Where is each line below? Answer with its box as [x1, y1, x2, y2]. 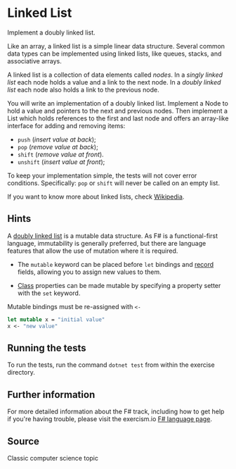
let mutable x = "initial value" [7, 315, 105, 323]
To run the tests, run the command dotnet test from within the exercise [7, 361, 216, 369]
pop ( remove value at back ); [17, 142, 98, 151]
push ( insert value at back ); [17, 135, 96, 144]
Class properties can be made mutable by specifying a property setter [17, 281, 221, 289]
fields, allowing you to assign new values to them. [17, 268, 162, 276]
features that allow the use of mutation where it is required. [7, 246, 178, 255]
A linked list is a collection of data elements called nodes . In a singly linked [7, 70, 223, 79]
